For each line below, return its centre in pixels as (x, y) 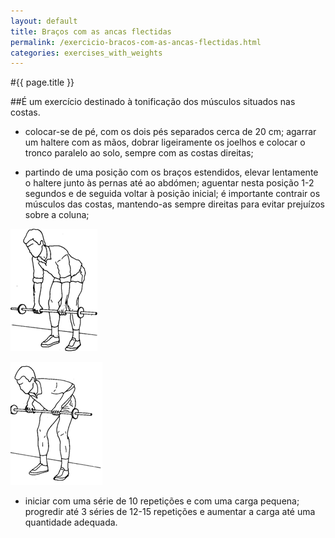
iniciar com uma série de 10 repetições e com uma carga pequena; (162, 501)
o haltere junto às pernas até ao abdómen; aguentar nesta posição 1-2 (169, 183)
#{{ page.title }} (42, 82)
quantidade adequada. (71, 522)
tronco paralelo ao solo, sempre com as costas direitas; (139, 153)
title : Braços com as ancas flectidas (91, 31)
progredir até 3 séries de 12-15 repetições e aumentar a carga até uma (170, 512)
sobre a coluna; (57, 215)
